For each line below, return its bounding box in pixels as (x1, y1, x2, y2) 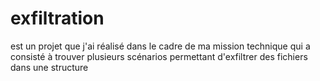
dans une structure (10, 61, 89, 73)
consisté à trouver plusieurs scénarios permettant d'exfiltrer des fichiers (10, 50, 308, 62)
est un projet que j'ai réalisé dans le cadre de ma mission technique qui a (10, 40, 311, 52)
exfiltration (10, 7, 105, 30)
